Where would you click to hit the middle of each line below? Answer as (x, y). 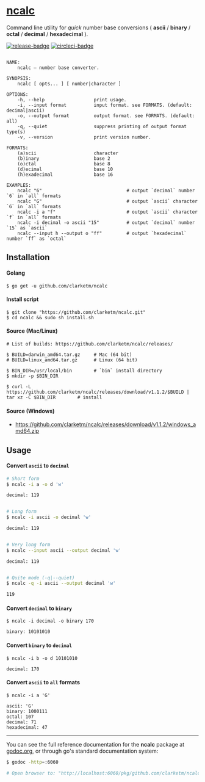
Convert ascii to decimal (38, 466)
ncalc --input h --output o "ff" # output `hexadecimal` (102, 233)
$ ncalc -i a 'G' (28, 695)
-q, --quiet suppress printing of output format (102, 126)
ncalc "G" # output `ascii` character (108, 201)
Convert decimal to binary (39, 608)
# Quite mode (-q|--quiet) (41, 577)
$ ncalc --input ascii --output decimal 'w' (64, 550)
